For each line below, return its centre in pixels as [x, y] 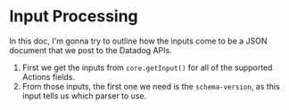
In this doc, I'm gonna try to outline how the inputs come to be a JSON [138, 41]
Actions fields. [49, 76]
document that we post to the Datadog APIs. [91, 50]
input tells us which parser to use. [84, 96]
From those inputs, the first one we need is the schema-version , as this [151, 86]
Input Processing [74, 16]
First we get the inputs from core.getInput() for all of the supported [147, 67]
